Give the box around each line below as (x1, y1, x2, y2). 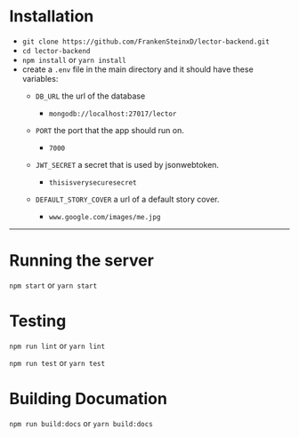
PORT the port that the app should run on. (35, 124, 184, 135)
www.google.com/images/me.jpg (48, 212, 161, 221)
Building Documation (9, 389, 167, 409)
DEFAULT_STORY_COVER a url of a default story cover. (35, 194, 220, 204)
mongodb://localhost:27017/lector (48, 109, 177, 118)
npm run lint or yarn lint (9, 340, 105, 351)
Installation (9, 6, 94, 27)
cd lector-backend (21, 46, 91, 55)
